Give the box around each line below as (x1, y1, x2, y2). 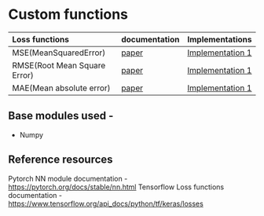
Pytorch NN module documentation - (8, 174, 128, 183)
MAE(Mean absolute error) (12, 82, 112, 93)
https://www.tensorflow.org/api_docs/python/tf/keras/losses (8, 199, 204, 208)
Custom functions (8, 5, 128, 24)
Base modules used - (8, 109, 114, 123)
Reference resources (8, 153, 113, 167)
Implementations (187, 34, 252, 45)
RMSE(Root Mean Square (12, 60, 106, 71)
